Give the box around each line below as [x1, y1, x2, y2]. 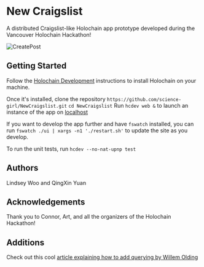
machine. [6, 83, 30, 91]
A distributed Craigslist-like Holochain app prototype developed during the [6, 24, 195, 32]
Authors [6, 163, 39, 173]
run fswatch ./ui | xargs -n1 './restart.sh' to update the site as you [6, 127, 188, 134]
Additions [6, 237, 45, 247]
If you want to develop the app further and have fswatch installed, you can [6, 120, 194, 127]
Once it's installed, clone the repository [6, 95, 106, 102]
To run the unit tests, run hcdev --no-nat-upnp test [6, 145, 136, 152]
